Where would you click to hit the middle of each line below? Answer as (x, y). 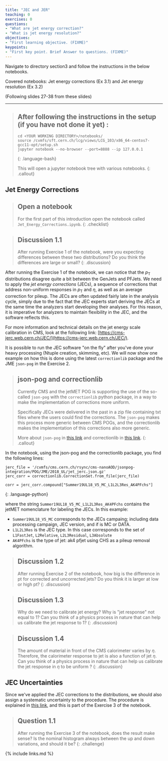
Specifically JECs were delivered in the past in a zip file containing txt (89, 412)
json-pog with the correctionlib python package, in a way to (94, 397)
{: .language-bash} (37, 159)
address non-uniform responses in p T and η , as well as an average (74, 290)
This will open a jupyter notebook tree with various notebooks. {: (84, 168)
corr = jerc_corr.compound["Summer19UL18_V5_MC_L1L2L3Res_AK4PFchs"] (79, 485)
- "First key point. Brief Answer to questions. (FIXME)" (67, 52)
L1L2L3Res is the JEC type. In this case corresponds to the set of (78, 529)
